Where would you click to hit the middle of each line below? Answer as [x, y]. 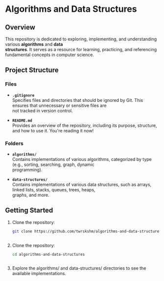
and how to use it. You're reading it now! [53, 130]
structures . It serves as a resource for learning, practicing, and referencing [81, 49]
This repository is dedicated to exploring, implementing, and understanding [81, 39]
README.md [22, 121]
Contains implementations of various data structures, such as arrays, [82, 184]
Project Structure [32, 70]
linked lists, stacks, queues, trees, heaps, [54, 189]
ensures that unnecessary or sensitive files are [59, 105]
